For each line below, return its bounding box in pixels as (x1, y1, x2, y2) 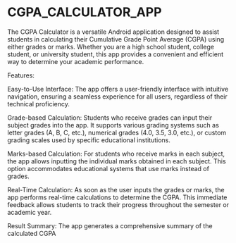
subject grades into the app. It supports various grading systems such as (7, 120, 220, 129)
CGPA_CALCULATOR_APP (7, 4, 162, 20)
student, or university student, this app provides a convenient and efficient (7, 50, 224, 58)
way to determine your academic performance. (7, 57, 144, 66)
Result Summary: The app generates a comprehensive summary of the (7, 221, 213, 230)
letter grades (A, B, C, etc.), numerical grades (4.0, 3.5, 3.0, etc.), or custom (7, 128, 227, 137)
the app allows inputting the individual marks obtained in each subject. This (7, 156, 227, 166)
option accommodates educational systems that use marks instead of (7, 164, 210, 173)
